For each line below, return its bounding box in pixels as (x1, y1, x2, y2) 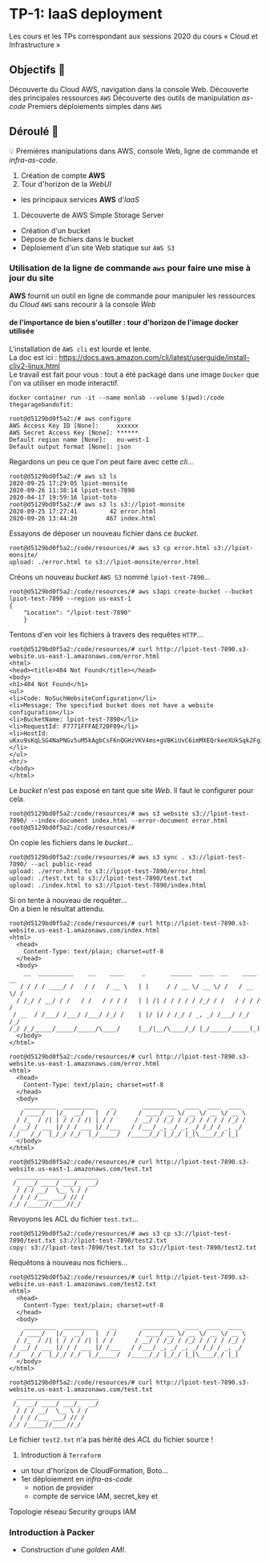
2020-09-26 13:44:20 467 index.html (9, 515, 157, 523)
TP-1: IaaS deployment (9, 5, 163, 23)
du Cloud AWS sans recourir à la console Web (9, 299, 156, 309)
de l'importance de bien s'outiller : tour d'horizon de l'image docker (9, 318, 239, 327)
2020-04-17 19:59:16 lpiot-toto (9, 494, 117, 502)
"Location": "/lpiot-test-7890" (23, 609, 131, 617)
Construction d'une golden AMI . (20, 1545, 127, 1555)
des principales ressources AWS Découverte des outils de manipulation (9, 93, 240, 103)
